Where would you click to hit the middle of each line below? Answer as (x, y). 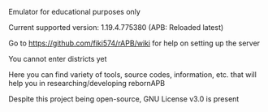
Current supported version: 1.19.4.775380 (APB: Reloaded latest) (116, 27)
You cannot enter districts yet (58, 59)
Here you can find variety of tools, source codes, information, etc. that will (133, 75)
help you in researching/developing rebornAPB (86, 83)
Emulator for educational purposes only (74, 12)
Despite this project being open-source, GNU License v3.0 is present (124, 99)
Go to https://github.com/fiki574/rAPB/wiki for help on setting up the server (134, 43)
